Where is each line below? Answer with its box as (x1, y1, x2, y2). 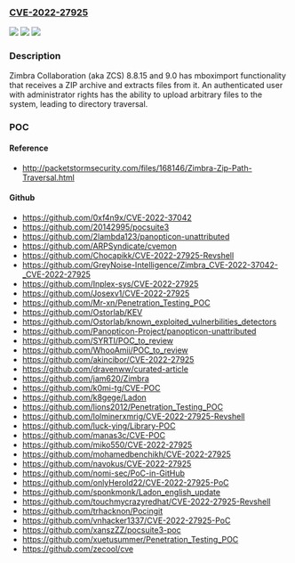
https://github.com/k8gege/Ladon (21, 392, 147, 403)
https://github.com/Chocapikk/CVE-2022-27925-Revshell (21, 249, 235, 260)
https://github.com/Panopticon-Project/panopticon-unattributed (21, 325, 257, 336)
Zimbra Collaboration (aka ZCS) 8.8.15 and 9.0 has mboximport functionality (9, 69, 287, 81)
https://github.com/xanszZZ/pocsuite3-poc (21, 524, 181, 535)
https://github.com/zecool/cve (21, 543, 134, 554)
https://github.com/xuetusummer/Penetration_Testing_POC (21, 534, 239, 544)
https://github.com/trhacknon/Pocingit (21, 505, 163, 516)
